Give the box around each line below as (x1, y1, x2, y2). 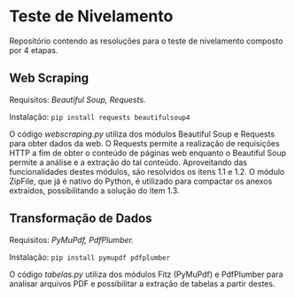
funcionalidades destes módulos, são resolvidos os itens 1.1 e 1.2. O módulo (9, 166, 285, 176)
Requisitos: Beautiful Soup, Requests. (9, 94, 146, 105)
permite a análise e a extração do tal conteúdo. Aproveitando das (9, 157, 248, 168)
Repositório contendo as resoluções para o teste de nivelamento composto (9, 35, 283, 46)
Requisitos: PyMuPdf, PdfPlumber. (9, 234, 135, 245)
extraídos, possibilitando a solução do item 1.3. (9, 184, 180, 196)
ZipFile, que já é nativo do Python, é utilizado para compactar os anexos (9, 176, 273, 186)
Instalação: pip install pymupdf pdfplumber (9, 251, 171, 263)
